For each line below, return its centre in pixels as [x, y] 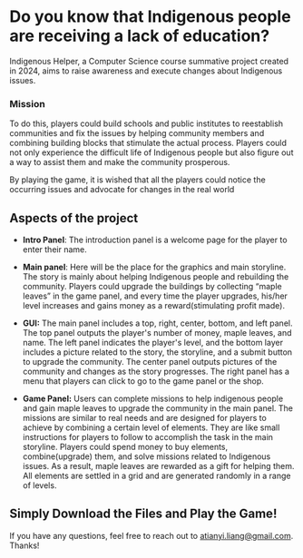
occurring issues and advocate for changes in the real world [122, 190]
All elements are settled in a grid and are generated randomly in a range [156, 476]
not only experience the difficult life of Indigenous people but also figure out [151, 152]
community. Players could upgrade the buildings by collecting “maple [152, 287]
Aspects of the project [74, 218]
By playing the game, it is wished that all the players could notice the [137, 180]
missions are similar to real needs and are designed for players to [145, 418]
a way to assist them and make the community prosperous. [120, 162]
